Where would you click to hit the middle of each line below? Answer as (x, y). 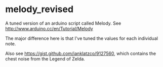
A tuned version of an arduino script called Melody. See (63, 23)
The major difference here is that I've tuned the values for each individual (82, 38)
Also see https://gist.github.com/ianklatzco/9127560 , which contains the (81, 53)
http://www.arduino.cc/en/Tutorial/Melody (49, 28)
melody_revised (39, 9)
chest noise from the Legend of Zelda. (45, 58)
